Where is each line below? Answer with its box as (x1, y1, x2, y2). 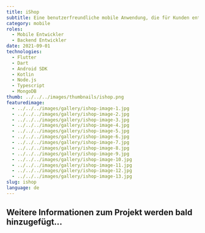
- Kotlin (12, 71, 34, 77)
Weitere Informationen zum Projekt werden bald (6, 207, 193, 218)
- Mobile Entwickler (12, 32, 64, 38)
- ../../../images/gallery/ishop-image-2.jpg (12, 111, 130, 117)
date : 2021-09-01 (6, 43, 51, 49)
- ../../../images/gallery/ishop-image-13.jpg (12, 173, 132, 180)
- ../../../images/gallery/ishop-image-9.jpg (12, 151, 130, 157)
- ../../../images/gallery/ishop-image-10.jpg (12, 156, 132, 162)
